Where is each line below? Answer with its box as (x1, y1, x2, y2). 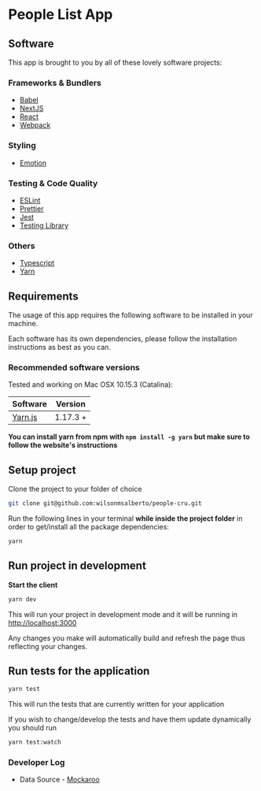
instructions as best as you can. (8, 343, 112, 351)
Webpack (19, 121, 51, 130)
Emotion (19, 158, 47, 167)
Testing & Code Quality (8, 177, 98, 188)
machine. (8, 319, 39, 328)
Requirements (8, 289, 79, 303)
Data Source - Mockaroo (19, 774, 100, 785)
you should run (8, 723, 57, 733)
